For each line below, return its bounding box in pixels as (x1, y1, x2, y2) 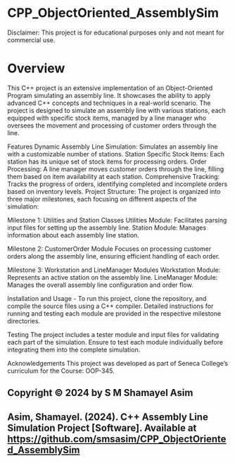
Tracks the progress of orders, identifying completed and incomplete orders (7, 180, 228, 188)
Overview (7, 61, 65, 77)
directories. (7, 316, 41, 325)
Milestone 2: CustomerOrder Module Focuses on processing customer (7, 245, 212, 253)
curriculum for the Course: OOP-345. (7, 366, 115, 375)
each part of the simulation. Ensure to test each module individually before (7, 338, 224, 346)
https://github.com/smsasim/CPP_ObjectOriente (7, 433, 227, 445)
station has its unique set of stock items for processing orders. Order (7, 157, 208, 166)
